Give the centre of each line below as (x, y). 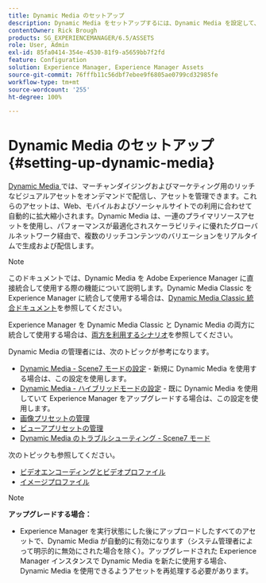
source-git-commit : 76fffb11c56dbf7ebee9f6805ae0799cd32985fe (113, 75)
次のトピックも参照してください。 (64, 455)
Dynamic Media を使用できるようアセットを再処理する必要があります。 (136, 571)
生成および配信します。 (60, 246)
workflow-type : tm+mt (44, 82)
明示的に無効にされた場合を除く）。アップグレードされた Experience (145, 551)
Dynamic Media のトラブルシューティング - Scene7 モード (115, 438)
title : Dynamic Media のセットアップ (66, 16)
